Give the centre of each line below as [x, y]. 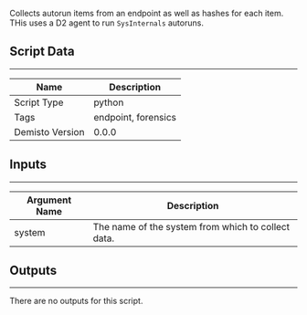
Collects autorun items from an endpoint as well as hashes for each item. [147, 13]
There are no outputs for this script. [76, 301]
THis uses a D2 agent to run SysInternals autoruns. [106, 23]
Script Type [39, 102]
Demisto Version [49, 131]
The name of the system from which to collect [191, 226]
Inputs [28, 165]
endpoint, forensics [135, 117]
